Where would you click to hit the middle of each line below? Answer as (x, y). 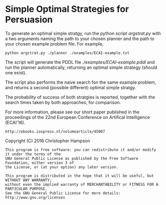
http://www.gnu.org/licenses (35, 197)
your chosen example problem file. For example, (55, 44)
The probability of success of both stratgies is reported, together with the (80, 97)
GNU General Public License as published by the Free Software (72, 158)
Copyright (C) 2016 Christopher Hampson (48, 141)
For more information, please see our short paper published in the (72, 112)
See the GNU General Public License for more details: (63, 193)
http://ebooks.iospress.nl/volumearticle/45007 (55, 131)
